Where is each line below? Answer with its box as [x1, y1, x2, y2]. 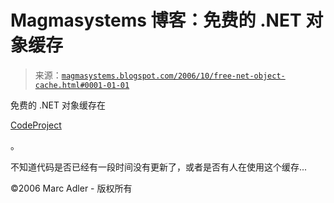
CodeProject [10, 119, 62, 131]
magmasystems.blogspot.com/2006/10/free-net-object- [61, 71, 286, 81]
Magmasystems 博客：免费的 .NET [10, 9, 302, 32]
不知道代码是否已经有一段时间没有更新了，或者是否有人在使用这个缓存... [10, 161, 308, 173]
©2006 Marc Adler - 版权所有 [10, 182, 133, 194]
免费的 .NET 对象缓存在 [10, 99, 106, 111]
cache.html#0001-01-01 [34, 80, 130, 90]
